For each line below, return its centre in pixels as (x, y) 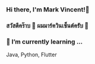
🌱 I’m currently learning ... (45, 41)
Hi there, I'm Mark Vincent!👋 (48, 10)
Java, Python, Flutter (32, 55)
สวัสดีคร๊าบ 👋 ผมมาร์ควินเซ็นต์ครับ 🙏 (47, 25)
